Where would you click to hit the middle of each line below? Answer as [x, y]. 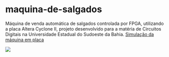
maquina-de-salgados [54, 9]
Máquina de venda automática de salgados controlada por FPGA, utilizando [85, 23]
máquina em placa [25, 40]
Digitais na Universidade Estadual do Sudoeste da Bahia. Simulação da [80, 34]
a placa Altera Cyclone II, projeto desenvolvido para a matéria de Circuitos [83, 28]
